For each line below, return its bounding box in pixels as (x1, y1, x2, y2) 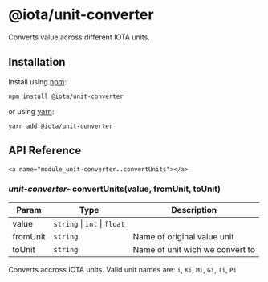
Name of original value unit (132, 231, 234, 242)
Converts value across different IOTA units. (8, 32, 150, 42)
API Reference (8, 144, 82, 157)
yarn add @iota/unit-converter (8, 122, 113, 130)
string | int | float (53, 218, 126, 229)
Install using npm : (8, 76, 67, 86)
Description (171, 204, 217, 215)
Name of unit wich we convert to (132, 243, 255, 255)
